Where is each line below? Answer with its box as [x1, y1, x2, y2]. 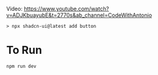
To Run [6, 44, 43, 57]
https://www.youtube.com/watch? [24, 5, 109, 12]
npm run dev [6, 63, 36, 69]
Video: [6, 5, 23, 12]
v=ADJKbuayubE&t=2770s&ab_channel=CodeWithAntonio [6, 11, 153, 19]
